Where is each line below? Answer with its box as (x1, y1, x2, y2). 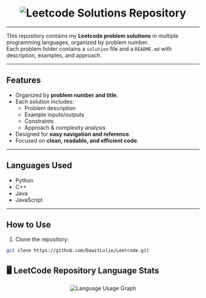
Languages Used (6, 160, 72, 171)
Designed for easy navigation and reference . (15, 130, 131, 138)
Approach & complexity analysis (24, 124, 106, 131)
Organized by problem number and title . (15, 91, 118, 99)
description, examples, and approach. (6, 51, 102, 59)
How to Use (6, 219, 51, 229)
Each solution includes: (15, 98, 74, 105)
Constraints (24, 117, 54, 125)
